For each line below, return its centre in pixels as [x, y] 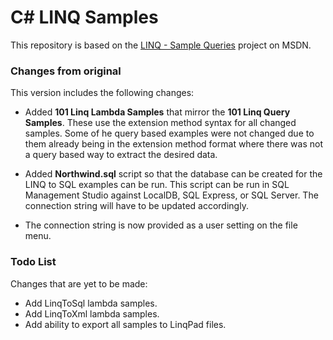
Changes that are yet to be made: [79, 283]
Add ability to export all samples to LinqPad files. [125, 324]
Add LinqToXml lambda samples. [92, 313]
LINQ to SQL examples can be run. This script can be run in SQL [157, 185]
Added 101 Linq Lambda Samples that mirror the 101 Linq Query [157, 112]
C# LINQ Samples [84, 17]
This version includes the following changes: [102, 93]
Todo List [33, 262]
